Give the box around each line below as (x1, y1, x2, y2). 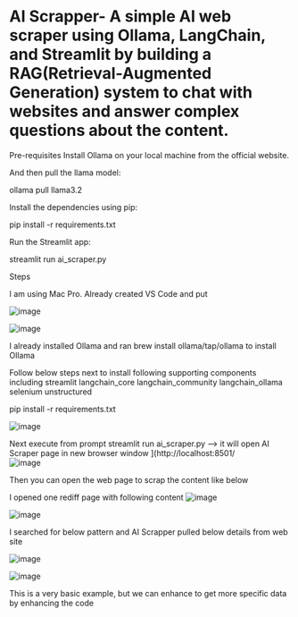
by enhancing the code (9, 597, 95, 608)
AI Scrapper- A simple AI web (9, 6, 232, 27)
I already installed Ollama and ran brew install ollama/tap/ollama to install (9, 340, 277, 351)
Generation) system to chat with (9, 82, 252, 103)
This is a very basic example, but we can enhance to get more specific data (9, 587, 287, 598)
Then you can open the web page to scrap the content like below (9, 474, 249, 485)
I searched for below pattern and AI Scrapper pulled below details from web (9, 526, 288, 537)
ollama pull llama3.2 (9, 184, 83, 195)
